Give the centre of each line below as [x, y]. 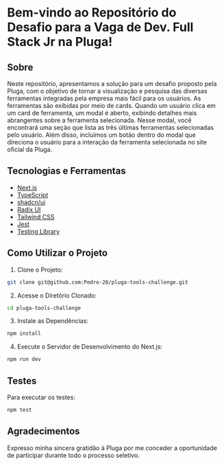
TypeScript [33, 195]
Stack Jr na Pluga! [60, 42]
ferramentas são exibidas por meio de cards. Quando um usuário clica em [111, 106]
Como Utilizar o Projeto [58, 253]
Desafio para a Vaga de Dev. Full [100, 27]
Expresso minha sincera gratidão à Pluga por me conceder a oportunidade [112, 447]
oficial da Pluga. [30, 149]
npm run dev [24, 359]
